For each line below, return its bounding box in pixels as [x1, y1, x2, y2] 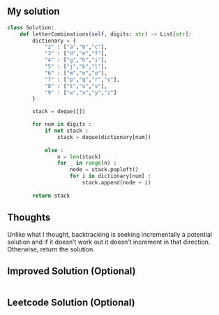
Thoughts [7, 212, 51, 224]
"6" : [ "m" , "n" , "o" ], [44, 69, 108, 76]
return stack [32, 192, 70, 199]
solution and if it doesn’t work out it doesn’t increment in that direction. [7, 237, 211, 246]
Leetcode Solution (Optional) [7, 296, 135, 308]
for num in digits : [32, 121, 92, 128]
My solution [7, 6, 61, 17]
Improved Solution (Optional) [7, 265, 136, 277]
